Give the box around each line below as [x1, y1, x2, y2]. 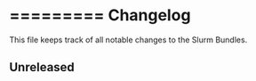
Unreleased [9, 60, 76, 75]
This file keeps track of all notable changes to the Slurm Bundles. [9, 34, 248, 45]
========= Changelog [9, 5, 191, 26]
